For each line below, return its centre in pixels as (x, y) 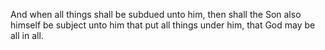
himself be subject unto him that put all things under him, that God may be (163, 25)
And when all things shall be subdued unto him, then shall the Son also (156, 14)
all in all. (27, 35)
